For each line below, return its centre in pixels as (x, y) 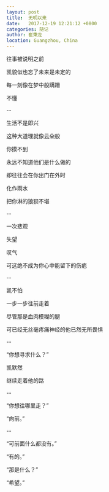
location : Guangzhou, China (42, 41)
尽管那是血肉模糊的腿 (33, 316)
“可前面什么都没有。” (32, 443)
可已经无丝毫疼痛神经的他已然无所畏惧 (55, 330)
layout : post (23, 12)
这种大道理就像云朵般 (33, 136)
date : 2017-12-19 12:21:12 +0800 (52, 23)
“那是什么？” (22, 470)
